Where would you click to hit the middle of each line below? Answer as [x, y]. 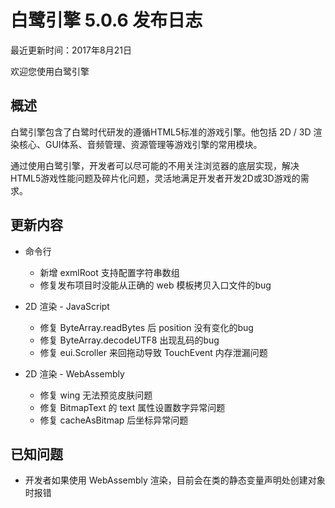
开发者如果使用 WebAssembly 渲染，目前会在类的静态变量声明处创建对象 [175, 480]
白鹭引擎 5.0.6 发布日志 [106, 20]
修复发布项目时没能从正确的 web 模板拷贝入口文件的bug [155, 285]
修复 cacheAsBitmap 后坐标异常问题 [114, 420]
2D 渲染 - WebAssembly [74, 373]
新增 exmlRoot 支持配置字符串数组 [109, 272]
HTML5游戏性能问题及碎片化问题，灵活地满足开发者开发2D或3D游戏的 [155, 178]
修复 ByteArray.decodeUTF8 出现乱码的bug [129, 340]
